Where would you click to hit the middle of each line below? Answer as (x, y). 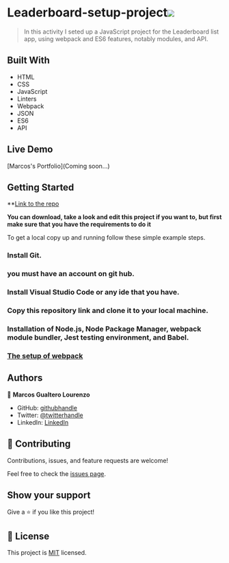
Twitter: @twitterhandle (50, 415)
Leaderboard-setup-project (87, 13)
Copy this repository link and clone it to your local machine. (108, 311)
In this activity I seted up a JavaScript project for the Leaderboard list (121, 32)
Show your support (49, 495)
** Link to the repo (33, 204)
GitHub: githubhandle (47, 408)
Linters (27, 99)
